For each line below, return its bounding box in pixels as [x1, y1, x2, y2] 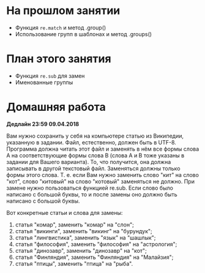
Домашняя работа [6, 100, 106, 114]
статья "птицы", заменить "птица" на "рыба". [15, 260, 133, 267]
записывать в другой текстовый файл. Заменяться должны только [6, 165, 181, 172]
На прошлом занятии [6, 4, 121, 18]
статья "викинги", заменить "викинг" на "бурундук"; [15, 227, 152, 234]
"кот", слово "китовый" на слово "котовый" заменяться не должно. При [6, 178, 195, 185]
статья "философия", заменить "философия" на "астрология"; [15, 240, 177, 248]
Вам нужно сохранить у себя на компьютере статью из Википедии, [6, 132, 184, 140]
